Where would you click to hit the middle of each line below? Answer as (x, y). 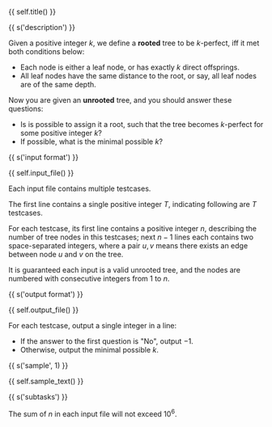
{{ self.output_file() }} (44, 310)
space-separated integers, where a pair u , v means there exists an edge (128, 245)
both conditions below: (47, 51)
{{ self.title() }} (32, 12)
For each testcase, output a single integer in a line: (93, 326)
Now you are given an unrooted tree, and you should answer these (120, 100)
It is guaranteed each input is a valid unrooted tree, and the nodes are (125, 270)
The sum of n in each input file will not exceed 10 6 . (93, 413)
